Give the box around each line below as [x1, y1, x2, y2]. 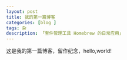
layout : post [6, 8, 38, 15]
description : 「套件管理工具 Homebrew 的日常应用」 [6, 31, 124, 36]
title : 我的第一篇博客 [6, 14, 56, 20]
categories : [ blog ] [6, 19, 57, 25]
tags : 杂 [6, 25, 26, 31]
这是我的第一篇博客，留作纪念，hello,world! [6, 48, 112, 55]
